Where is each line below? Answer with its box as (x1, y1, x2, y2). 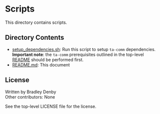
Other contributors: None (5, 94, 55, 100)
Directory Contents (5, 33, 64, 42)
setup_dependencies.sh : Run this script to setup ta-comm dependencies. (12, 46, 156, 52)
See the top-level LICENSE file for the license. (5, 103, 96, 109)
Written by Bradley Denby (5, 89, 57, 95)
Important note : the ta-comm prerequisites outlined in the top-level (12, 51, 144, 57)
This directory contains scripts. (5, 19, 67, 25)
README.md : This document (12, 62, 70, 67)
